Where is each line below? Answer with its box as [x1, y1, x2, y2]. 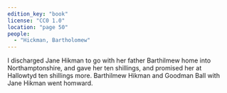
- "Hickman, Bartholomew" [14, 37, 91, 44]
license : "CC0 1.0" [7, 17, 65, 24]
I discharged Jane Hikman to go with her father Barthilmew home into [7, 56, 211, 65]
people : [7, 30, 31, 38]
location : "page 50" [7, 23, 69, 31]
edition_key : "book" [7, 10, 69, 18]
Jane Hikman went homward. [7, 79, 94, 87]
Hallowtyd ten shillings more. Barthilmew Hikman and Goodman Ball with [7, 72, 221, 80]
